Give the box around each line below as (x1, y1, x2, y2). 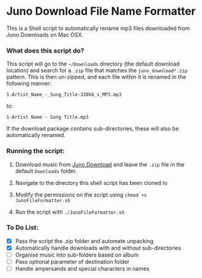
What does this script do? (6, 46, 84, 54)
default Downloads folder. (15, 167, 77, 175)
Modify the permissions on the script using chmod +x (15, 191, 147, 198)
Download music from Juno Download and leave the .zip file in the (15, 160, 185, 168)
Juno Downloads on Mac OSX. (6, 31, 84, 38)
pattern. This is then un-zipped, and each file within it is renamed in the (6, 73, 187, 81)
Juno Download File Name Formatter (6, 4, 196, 18)
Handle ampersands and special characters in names (15, 265, 150, 272)
